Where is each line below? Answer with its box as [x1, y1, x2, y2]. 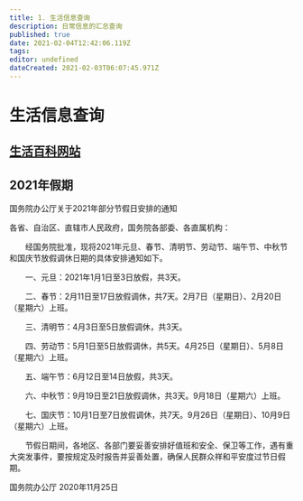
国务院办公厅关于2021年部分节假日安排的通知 [9, 203, 178, 214]
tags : [9, 47, 30, 56]
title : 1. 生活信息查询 [9, 13, 90, 23]
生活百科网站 [9, 144, 81, 159]
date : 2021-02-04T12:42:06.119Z [9, 38, 131, 48]
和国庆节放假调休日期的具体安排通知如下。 [9, 253, 168, 264]
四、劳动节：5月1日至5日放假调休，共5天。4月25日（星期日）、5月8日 [24, 340, 284, 352]
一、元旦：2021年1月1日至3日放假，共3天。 [24, 272, 187, 283]
